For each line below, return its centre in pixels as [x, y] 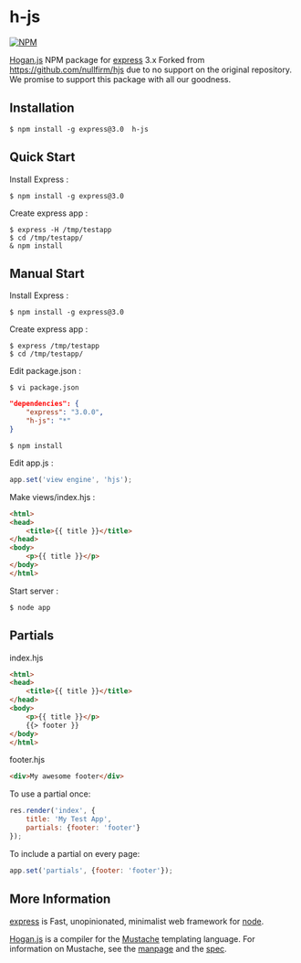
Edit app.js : [31, 463]
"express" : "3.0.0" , [65, 412]
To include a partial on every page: [75, 853]
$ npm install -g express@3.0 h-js [79, 129]
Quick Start [42, 157]
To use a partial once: [50, 794]
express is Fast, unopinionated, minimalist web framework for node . [137, 921]
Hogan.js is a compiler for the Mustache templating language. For [132, 938]
